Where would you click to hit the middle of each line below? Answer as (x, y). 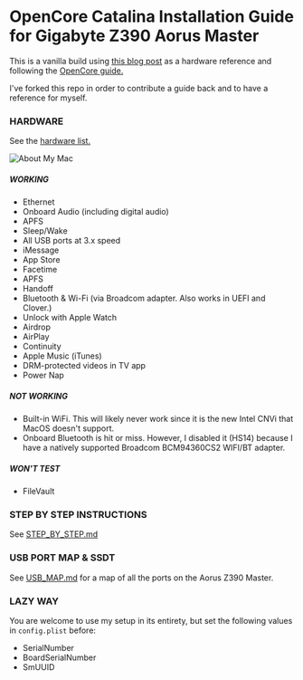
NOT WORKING (39, 396)
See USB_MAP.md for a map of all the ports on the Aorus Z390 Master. (142, 578)
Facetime (40, 270)
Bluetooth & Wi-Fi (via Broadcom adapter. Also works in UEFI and (144, 298)
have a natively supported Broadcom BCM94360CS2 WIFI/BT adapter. (154, 448)
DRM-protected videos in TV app (84, 366)
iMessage (41, 250)
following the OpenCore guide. (66, 71)
